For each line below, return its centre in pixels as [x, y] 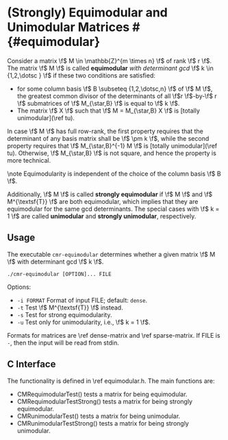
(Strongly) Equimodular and [87, 13]
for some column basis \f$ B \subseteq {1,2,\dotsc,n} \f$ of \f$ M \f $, [115, 89]
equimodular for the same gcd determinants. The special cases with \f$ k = [113, 209]
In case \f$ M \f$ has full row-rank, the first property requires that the [105, 131]
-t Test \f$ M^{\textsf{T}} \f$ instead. [70, 308]
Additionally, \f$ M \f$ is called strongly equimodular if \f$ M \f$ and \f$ [110, 194]
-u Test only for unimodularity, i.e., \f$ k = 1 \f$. [84, 322]
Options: [19, 287]
